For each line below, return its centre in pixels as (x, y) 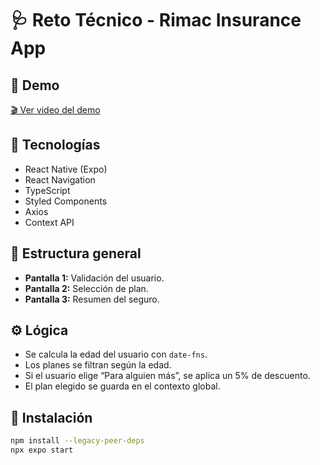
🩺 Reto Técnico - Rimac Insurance (156, 20)
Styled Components (66, 201)
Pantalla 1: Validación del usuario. (94, 278)
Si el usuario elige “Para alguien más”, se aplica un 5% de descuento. (167, 376)
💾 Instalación (51, 417)
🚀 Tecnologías (55, 145)
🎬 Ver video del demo (55, 110)
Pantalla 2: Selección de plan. (86, 288)
